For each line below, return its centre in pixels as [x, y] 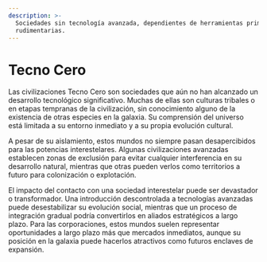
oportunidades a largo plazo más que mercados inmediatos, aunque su [124, 233]
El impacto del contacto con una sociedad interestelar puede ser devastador [133, 190]
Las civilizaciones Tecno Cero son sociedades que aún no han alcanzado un [133, 92]
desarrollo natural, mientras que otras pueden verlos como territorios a [124, 166]
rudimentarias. [41, 30]
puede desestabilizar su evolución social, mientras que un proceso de [123, 207]
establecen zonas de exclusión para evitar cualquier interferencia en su [125, 158]
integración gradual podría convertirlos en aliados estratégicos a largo [123, 216]
